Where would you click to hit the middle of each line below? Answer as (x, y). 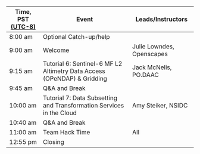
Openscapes (150, 54)
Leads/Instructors (162, 19)
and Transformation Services (83, 105)
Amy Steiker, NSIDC (160, 105)
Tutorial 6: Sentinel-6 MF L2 (82, 64)
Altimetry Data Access (74, 71)
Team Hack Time (66, 132)
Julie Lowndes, (153, 46)
